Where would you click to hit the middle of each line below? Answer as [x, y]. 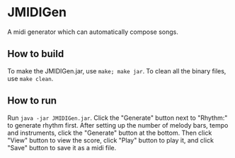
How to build [36, 54]
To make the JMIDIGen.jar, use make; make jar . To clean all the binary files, [117, 71]
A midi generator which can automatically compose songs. [93, 32]
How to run [32, 101]
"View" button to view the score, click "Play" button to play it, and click [111, 140]
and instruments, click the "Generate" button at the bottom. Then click [110, 133]
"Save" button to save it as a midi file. [62, 147]
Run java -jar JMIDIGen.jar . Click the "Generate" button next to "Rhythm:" [117, 118]
